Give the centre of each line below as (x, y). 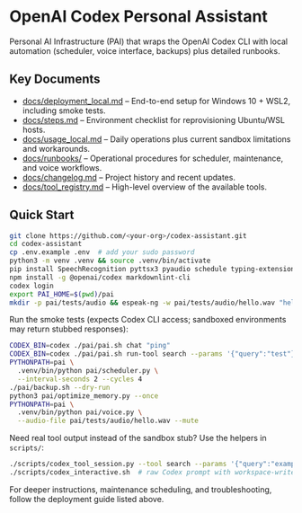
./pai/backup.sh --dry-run (60, 387)
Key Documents (55, 80)
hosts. (34, 129)
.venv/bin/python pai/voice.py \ (80, 412)
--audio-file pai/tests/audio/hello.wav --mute (108, 421)
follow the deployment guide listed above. (87, 499)
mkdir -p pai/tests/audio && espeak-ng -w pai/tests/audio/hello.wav (142, 303)
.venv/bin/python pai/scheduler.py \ (88, 371)
